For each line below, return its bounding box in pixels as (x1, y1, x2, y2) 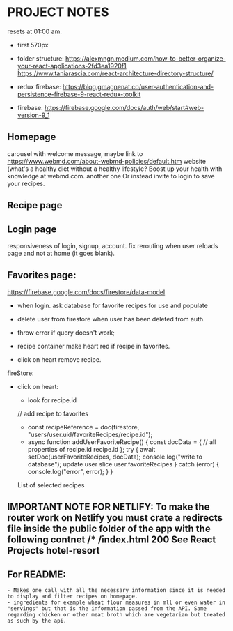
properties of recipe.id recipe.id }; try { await (27, 445, 156, 453)
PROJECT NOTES (7, 4, 109, 20)
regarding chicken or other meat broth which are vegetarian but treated (7, 611, 226, 618)
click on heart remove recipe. (17, 355, 102, 363)
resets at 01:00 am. (7, 27, 63, 36)
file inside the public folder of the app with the (7, 523, 211, 535)
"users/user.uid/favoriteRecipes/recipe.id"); (27, 430, 153, 439)
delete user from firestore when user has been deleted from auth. (17, 314, 205, 323)
